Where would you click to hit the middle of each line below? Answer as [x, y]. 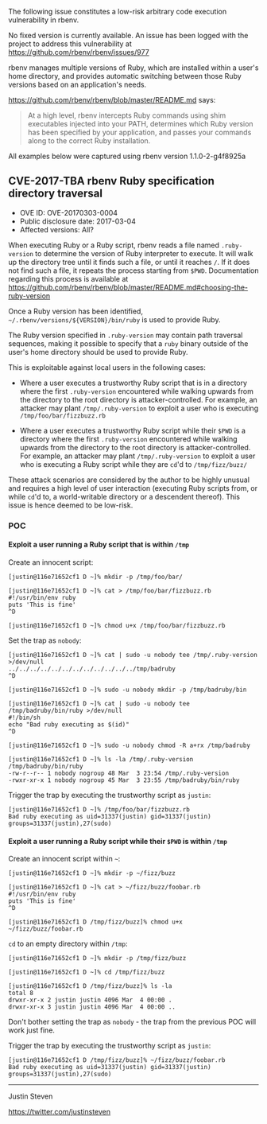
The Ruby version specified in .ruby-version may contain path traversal [126, 335]
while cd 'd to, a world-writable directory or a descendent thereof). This [124, 496]
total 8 [21, 994]
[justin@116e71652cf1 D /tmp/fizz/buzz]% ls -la [90, 986]
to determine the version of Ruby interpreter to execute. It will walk [144, 253]
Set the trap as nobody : [45, 640]
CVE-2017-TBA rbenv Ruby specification [111, 181]
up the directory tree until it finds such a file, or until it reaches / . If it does [129, 262]
